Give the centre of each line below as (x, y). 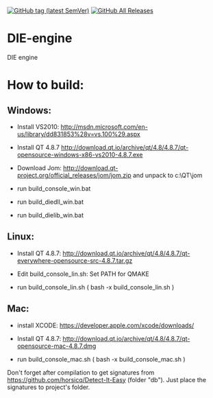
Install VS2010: (38, 126)
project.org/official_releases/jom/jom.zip (74, 175)
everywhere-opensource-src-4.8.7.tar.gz (75, 260)
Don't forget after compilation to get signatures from (81, 372)
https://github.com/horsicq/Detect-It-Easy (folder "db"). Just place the (107, 379)
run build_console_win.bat (54, 188)
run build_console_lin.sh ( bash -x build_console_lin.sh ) (96, 287)
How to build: (46, 85)
